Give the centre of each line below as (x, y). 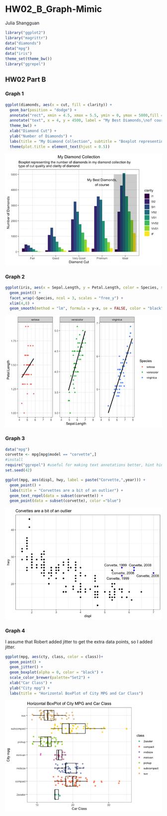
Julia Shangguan (22, 23)
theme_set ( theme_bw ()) (29, 59)
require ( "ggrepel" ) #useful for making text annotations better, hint (80, 465)
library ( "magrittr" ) (27, 38)
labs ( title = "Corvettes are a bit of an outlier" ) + (66, 490)
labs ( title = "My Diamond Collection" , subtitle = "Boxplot (73, 141)
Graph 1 (14, 94)
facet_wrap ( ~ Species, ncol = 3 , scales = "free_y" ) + (66, 298)
